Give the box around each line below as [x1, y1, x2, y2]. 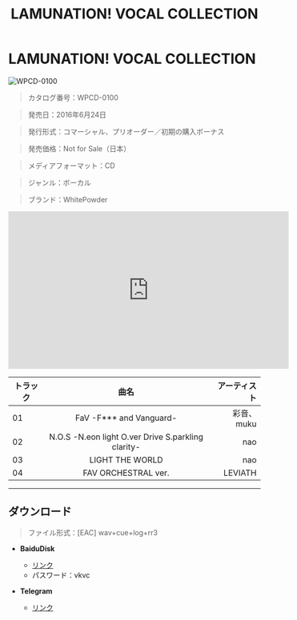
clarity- [111, 441, 141, 452]
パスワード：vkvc [31, 570, 90, 580]
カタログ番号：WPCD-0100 [27, 93, 118, 102]
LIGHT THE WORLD [89, 454, 163, 465]
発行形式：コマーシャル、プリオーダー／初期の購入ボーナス [27, 126, 225, 136]
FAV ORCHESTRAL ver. [82, 467, 170, 478]
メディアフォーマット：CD [27, 161, 116, 170]
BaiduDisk [19, 543, 55, 553]
